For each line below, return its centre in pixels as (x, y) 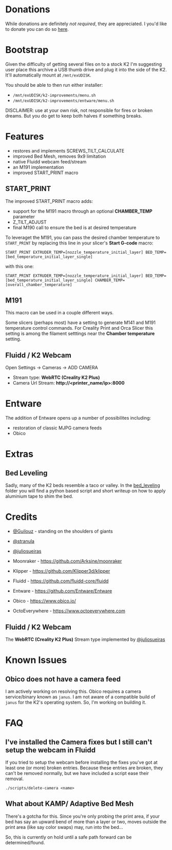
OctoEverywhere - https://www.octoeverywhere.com (69, 611)
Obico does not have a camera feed (63, 679)
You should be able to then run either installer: (54, 85)
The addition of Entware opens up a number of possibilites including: (78, 418)
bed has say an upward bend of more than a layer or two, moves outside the (86, 821)
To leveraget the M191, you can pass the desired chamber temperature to (83, 237)
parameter (24, 216)
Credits (21, 517)
